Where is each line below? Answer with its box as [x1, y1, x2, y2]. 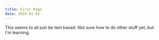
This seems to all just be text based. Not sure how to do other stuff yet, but [5, 24, 154, 30]
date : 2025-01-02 [5, 11, 40, 16]
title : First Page [5, 7, 42, 12]
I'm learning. [5, 30, 30, 35]
